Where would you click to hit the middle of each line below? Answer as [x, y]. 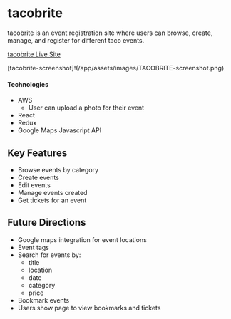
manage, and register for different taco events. [76, 40]
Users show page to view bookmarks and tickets [89, 308]
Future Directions [47, 223]
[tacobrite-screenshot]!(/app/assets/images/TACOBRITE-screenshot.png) [116, 68]
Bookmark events [43, 300]
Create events [38, 177]
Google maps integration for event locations [82, 239]
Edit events [34, 185]
